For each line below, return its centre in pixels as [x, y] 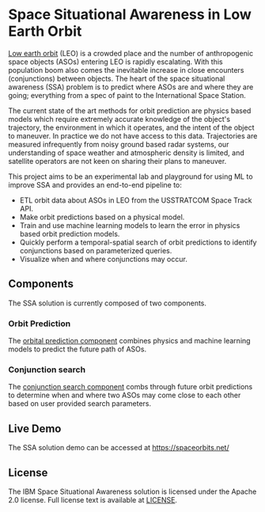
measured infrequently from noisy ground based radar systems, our [119, 144]
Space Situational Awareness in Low [130, 15]
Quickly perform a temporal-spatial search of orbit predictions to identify [138, 242]
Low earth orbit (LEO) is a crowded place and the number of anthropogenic [131, 53]
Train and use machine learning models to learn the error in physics [130, 225]
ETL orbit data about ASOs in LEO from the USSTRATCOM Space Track [136, 200]
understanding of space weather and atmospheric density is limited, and [126, 153]
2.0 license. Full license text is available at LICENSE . [93, 499]
